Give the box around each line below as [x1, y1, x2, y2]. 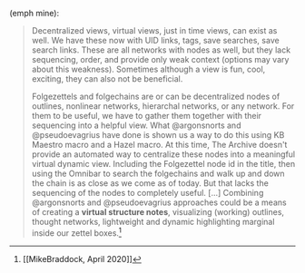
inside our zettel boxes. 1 [31, 226, 123, 239]
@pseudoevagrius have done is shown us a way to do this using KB [31, 130, 285, 140]
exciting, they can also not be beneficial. [31, 73, 183, 84]
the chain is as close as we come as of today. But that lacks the [31, 178, 270, 189]
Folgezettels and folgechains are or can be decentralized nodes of [31, 91, 280, 102]
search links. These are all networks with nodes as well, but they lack [31, 44, 291, 55]
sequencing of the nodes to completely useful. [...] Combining [31, 188, 264, 198]
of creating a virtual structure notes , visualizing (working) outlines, [31, 207, 284, 217]
